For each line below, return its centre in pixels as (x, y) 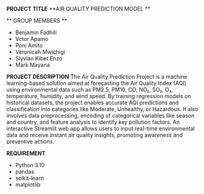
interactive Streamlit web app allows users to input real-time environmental (101, 128)
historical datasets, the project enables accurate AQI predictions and (93, 102)
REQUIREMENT (26, 153)
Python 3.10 (30, 165)
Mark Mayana (32, 65)
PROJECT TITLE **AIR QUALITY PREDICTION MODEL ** (78, 9)
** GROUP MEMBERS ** (37, 20)
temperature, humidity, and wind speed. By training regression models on (99, 96)
